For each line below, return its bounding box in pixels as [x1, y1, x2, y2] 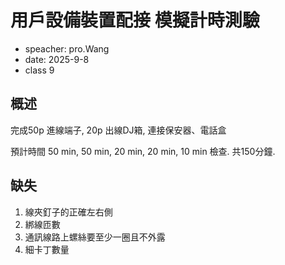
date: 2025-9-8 [24, 53, 90, 65]
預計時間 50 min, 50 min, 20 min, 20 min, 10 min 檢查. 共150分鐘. [10, 145, 276, 157]
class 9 [24, 64, 55, 76]
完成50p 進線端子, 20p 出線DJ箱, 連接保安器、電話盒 [10, 124, 227, 136]
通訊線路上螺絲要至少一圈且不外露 [24, 231, 166, 243]
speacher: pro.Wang [24, 42, 110, 55]
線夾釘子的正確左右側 [24, 206, 113, 218]
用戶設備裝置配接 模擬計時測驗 [10, 9, 260, 32]
